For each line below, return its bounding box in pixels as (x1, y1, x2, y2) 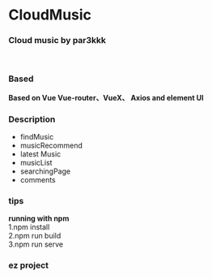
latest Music (19, 149, 61, 159)
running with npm (8, 213, 70, 224)
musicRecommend (19, 140, 83, 151)
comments (19, 175, 56, 185)
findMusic (19, 132, 54, 142)
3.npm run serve (8, 239, 63, 249)
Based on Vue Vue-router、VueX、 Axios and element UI (8, 92, 204, 102)
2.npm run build (8, 231, 61, 241)
